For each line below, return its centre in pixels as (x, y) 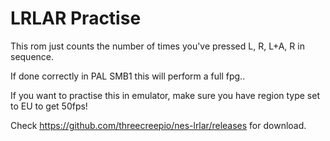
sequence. (32, 56)
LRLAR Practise (76, 18)
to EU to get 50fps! (49, 106)
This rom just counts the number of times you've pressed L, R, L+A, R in (157, 46)
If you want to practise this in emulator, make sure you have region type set (165, 95)
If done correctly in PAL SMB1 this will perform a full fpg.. (128, 76)
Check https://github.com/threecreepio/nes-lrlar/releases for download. (158, 125)
